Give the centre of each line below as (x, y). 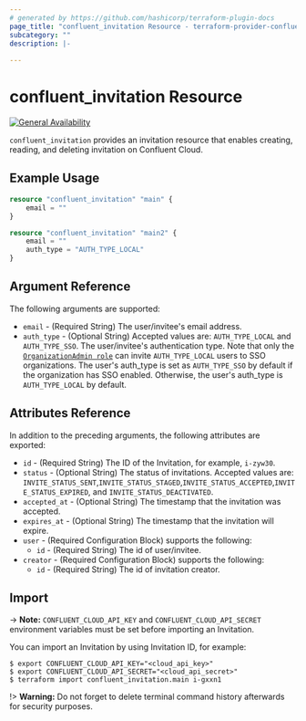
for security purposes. (51, 706)
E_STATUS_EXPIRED (56, 492)
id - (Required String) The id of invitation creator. (128, 569)
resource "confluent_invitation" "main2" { (93, 233)
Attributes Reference (70, 413)
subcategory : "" (40, 35)
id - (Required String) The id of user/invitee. (119, 549)
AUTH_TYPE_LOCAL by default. (75, 384)
